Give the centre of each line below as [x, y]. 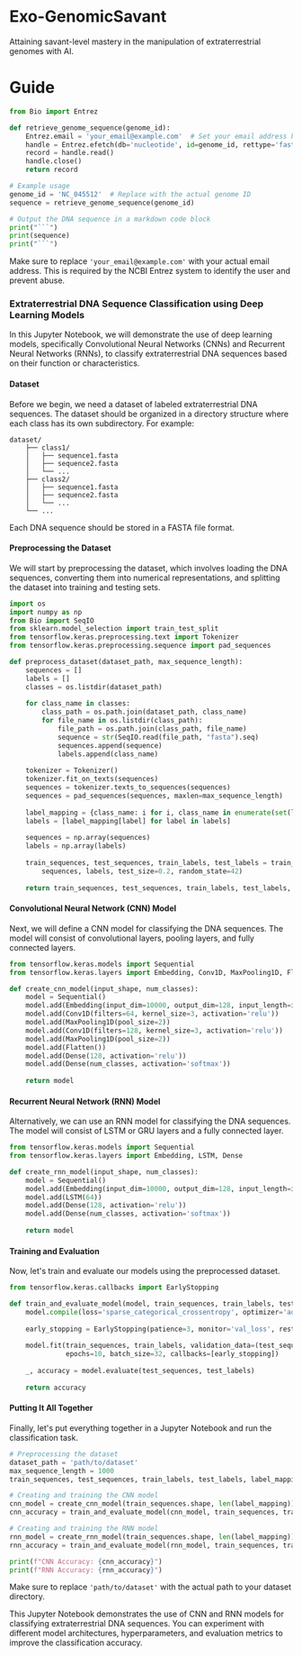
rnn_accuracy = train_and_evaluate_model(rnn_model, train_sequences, [144, 1545]
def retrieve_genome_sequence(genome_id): [90, 128]
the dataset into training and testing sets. [85, 587]
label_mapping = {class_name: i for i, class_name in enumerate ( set [156, 813]
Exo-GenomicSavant [88, 17]
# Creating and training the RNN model [84, 1529]
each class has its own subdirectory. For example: [102, 423]
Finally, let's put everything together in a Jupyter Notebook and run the [141, 1428]
